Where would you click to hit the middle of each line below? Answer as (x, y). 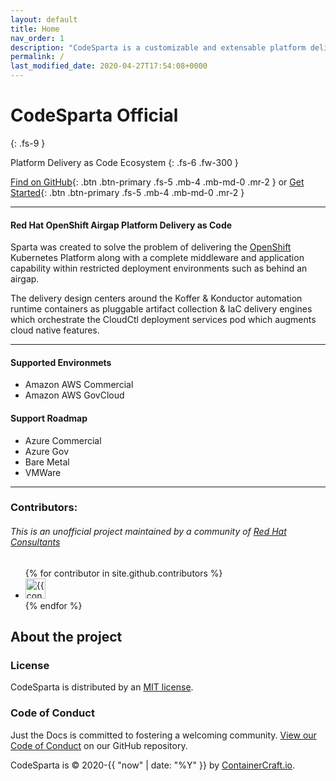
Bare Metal (47, 462)
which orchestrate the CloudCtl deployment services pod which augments (163, 320)
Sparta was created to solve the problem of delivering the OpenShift (151, 247)
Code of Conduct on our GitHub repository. (99, 745)
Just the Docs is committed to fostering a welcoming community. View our (163, 735)
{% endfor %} (53, 605)
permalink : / (37, 57)
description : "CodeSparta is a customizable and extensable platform (158, 47)
